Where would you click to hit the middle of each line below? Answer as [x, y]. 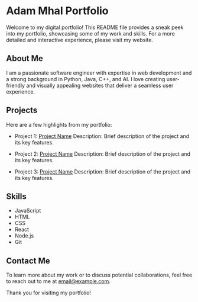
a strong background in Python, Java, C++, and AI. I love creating [86, 79]
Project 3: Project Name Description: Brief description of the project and [103, 171]
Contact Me [28, 261]
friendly [16, 85]
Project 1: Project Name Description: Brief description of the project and [102, 136]
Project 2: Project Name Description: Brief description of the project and [103, 154]
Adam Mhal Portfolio [57, 11]
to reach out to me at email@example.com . [58, 281]
